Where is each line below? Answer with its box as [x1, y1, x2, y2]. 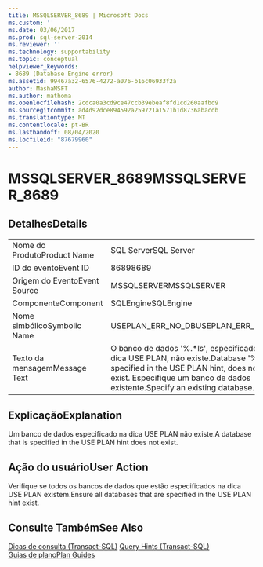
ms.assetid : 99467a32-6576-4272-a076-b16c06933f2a [8, 77, 177, 85]
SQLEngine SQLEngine [110, 298, 193, 309]
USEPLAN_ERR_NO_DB [110, 320, 196, 331]
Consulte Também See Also [8, 521, 143, 534]
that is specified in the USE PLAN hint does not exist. [8, 437, 178, 448]
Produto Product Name [12, 249, 95, 260]
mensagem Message [12, 362, 88, 373]
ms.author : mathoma [8, 92, 72, 100]
